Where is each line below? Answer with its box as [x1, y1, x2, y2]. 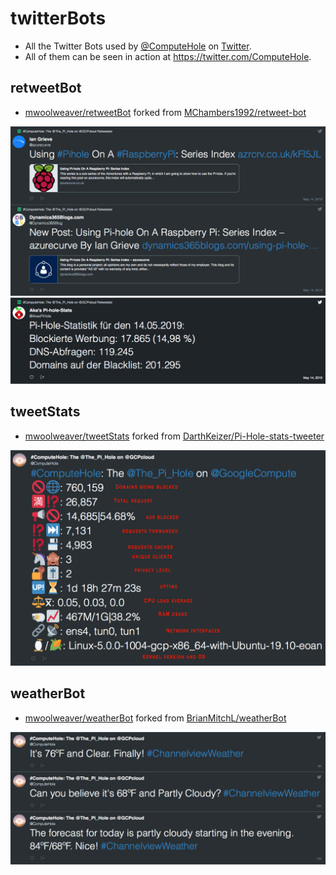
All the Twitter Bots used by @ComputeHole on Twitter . [24, 40, 252, 52]
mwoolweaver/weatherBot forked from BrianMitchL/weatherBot [24, 712, 287, 724]
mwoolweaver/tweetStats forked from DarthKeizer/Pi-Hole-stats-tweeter [24, 430, 325, 442]
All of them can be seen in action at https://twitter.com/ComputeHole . [24, 50, 312, 62]
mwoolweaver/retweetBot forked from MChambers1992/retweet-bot [24, 106, 307, 118]
